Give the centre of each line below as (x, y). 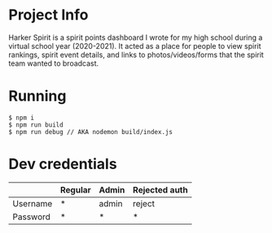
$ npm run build (36, 125)
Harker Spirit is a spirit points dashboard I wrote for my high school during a (136, 37)
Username (33, 203)
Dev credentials (63, 164)
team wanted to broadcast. (54, 63)
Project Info (48, 15)
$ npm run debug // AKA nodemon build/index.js (91, 132)
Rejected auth (161, 190)
